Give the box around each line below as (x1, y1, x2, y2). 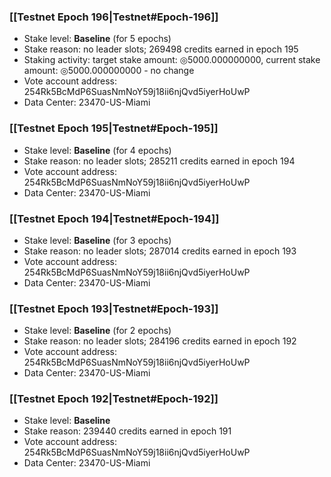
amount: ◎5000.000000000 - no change (23, 65, 195, 77)
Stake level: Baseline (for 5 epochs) (23, 33, 172, 45)
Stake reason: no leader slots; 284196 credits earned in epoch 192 (23, 335, 297, 347)
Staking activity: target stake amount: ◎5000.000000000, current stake (23, 54, 321, 66)
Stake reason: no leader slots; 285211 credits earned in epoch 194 (23, 155, 296, 167)
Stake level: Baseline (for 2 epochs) (23, 325, 172, 337)
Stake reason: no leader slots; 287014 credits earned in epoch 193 (23, 245, 297, 257)
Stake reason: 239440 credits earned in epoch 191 (23, 425, 232, 437)
